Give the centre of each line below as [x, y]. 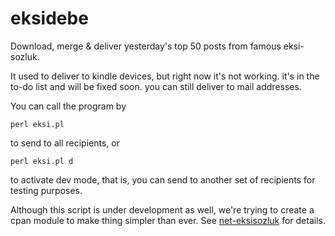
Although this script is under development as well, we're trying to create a [162, 209]
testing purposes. [46, 190]
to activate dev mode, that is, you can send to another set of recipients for [163, 179]
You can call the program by [68, 106]
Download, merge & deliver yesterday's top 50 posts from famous [146, 46]
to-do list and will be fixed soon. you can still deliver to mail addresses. [156, 86]
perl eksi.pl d [42, 161]
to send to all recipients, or [65, 143]
